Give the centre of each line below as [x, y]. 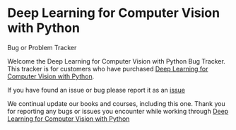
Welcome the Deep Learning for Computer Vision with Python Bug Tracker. [117, 61]
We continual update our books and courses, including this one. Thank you [116, 103]
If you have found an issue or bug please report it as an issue [96, 90]
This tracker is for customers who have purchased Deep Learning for [108, 69]
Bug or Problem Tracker [42, 47]
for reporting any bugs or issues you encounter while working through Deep [118, 111]
